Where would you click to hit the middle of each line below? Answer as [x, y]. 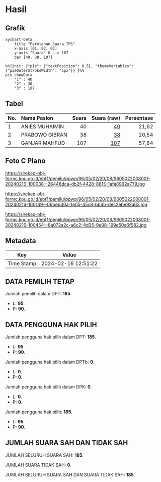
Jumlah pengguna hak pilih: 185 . [39, 412]
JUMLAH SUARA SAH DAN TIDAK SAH [67, 443]
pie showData [19, 75]
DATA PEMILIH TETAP [40, 281]
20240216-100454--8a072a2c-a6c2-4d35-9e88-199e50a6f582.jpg [76, 225]
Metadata [21, 241]
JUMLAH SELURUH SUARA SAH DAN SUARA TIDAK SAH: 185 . [70, 474]
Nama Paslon [37, 118]
